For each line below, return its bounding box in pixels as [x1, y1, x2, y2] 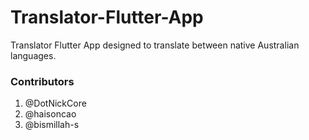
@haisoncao [24, 108, 77, 120]
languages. [10, 49, 57, 61]
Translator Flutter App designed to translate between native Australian [10, 39, 300, 51]
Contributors [10, 74, 75, 88]
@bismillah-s [24, 119, 80, 131]
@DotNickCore [24, 97, 87, 110]
